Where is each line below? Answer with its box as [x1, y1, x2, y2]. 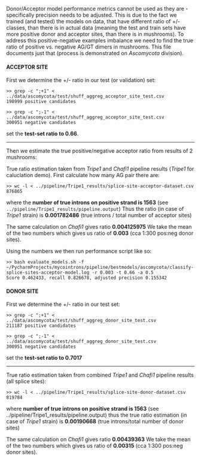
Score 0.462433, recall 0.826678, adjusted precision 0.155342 [6, 275, 167, 281]
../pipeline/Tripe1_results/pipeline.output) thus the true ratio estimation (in [6, 411, 187, 418]
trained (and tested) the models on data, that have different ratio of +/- [6, 18, 181, 25]
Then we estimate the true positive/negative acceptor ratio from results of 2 [6, 147, 193, 154]
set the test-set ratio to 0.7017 [6, 354, 83, 362]
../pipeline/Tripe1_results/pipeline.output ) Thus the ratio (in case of [6, 205, 184, 213]
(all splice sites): [6, 378, 47, 385]
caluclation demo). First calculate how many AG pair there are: [6, 172, 160, 179]
